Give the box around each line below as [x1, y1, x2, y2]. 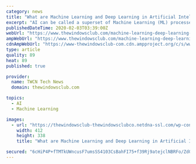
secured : [6, 149, 27, 155]
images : [6, 117, 25, 122]
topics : [6, 95, 25, 101]
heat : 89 [6, 57, 27, 63]
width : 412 [16, 127, 43, 134]
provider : [6, 74, 30, 80]
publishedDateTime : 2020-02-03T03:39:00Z [6, 25, 108, 31]
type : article [6, 47, 41, 53]
